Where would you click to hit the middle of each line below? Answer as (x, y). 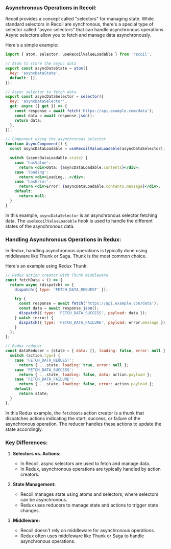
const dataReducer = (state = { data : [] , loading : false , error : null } (86, 351)
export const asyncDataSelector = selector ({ (54, 97)
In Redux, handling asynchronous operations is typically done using (76, 250)
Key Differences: (27, 443)
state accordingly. (24, 429)
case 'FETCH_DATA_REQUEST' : (44, 360)
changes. (30, 511)
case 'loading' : (32, 172)
